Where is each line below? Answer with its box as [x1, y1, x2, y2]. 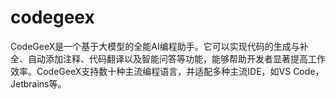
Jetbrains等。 [10, 77, 67, 90]
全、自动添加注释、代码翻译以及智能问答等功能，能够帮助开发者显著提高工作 [10, 52, 326, 65]
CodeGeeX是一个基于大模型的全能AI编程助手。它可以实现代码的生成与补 [10, 40, 309, 52]
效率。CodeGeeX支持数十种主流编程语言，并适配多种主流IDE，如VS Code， [10, 65, 325, 77]
